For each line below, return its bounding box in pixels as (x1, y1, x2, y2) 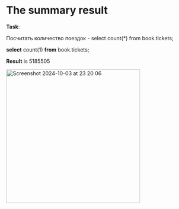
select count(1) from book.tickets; (6, 46, 89, 53)
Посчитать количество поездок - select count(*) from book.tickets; (6, 34, 174, 41)
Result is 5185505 (6, 57, 50, 65)
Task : (6, 23, 20, 30)
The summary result (6, 4, 108, 17)
